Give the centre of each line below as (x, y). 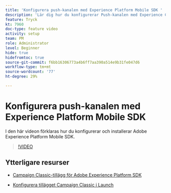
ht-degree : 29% (21, 77)
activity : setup (22, 34)
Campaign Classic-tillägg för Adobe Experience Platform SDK (77, 175)
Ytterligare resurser (37, 163)
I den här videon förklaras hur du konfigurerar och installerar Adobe (76, 131)
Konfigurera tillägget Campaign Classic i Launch (63, 185)
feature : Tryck (21, 19)
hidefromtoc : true (25, 57)
